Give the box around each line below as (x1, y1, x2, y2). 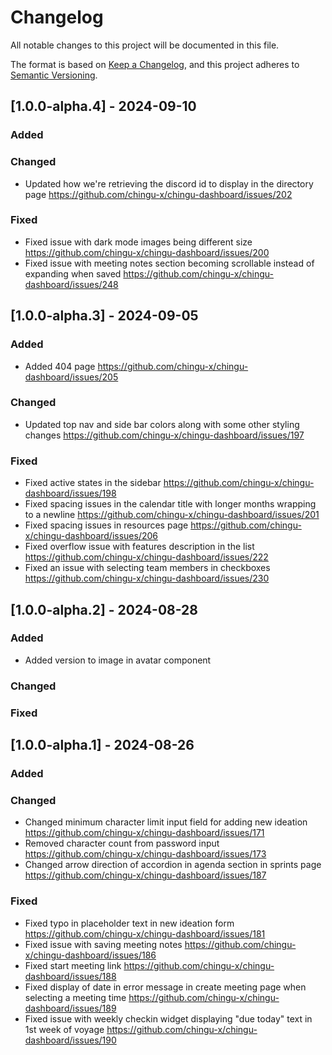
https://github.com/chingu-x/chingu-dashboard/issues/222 (24, 551, 269, 563)
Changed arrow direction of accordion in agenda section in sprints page (24, 859, 322, 871)
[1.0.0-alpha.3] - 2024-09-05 (10, 307, 199, 325)
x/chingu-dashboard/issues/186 (24, 949, 157, 961)
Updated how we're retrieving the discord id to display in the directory (24, 177, 314, 190)
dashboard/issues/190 (24, 1034, 117, 1046)
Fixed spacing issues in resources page (24, 519, 189, 531)
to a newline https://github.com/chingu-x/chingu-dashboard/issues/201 (24, 509, 320, 521)
